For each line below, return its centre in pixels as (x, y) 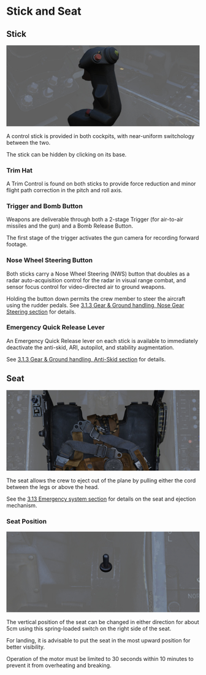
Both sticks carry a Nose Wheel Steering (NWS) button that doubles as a (98, 274)
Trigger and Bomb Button (44, 206)
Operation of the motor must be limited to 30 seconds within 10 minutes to (100, 659)
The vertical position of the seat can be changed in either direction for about (103, 622)
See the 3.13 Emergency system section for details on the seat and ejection (101, 499)
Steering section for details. (41, 312)
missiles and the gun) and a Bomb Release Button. (70, 226)
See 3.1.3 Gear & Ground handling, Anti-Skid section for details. (86, 359)
